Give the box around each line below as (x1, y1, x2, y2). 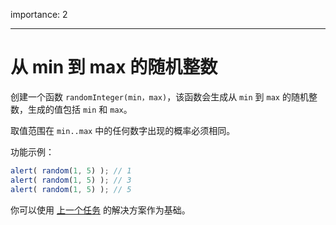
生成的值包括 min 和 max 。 (27, 103, 133, 115)
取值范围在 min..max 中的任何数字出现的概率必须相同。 (10, 124, 236, 136)
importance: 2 (10, 9, 68, 20)
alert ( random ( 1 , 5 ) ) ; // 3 (10, 175, 132, 185)
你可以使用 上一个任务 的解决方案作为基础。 (10, 204, 191, 216)
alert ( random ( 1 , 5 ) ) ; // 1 (10, 165, 132, 176)
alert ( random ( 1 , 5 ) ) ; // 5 (10, 184, 132, 194)
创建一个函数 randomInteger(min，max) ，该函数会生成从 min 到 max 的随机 (10, 90, 309, 103)
